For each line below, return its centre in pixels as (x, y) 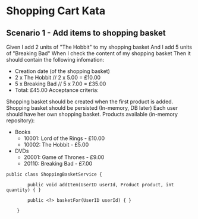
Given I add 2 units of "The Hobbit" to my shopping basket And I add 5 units (99, 47)
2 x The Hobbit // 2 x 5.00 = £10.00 (58, 77)
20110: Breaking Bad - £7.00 (58, 164)
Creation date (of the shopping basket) (62, 71)
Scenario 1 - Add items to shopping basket (86, 33)
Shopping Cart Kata (56, 11)
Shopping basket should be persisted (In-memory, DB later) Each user (92, 108)
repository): (21, 120)
